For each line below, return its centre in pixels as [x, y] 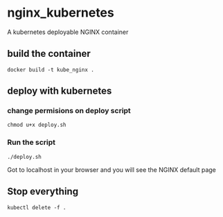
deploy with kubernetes [60, 91]
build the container [49, 54]
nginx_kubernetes [61, 13]
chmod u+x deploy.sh [37, 125]
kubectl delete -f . [37, 207]
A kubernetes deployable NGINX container [68, 32]
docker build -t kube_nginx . [51, 70]
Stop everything [43, 192]
